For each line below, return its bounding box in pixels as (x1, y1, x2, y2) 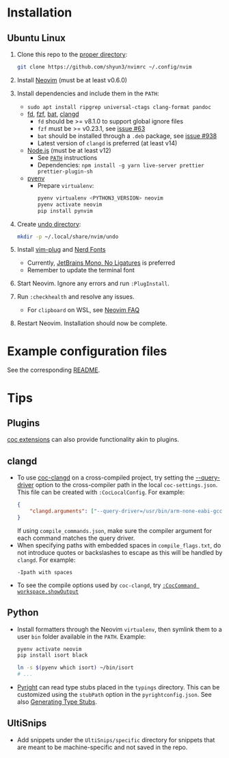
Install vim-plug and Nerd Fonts (16, 246, 106, 254)
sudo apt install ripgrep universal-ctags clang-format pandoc (27, 104, 212, 110)
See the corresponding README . (7, 366, 100, 375)
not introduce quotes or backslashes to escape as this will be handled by (16, 548, 223, 556)
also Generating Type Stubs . (16, 698, 98, 706)
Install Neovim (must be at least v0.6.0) (16, 75, 128, 84)
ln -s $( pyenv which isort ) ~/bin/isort (16, 664, 134, 672)
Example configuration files (7, 343, 167, 359)
